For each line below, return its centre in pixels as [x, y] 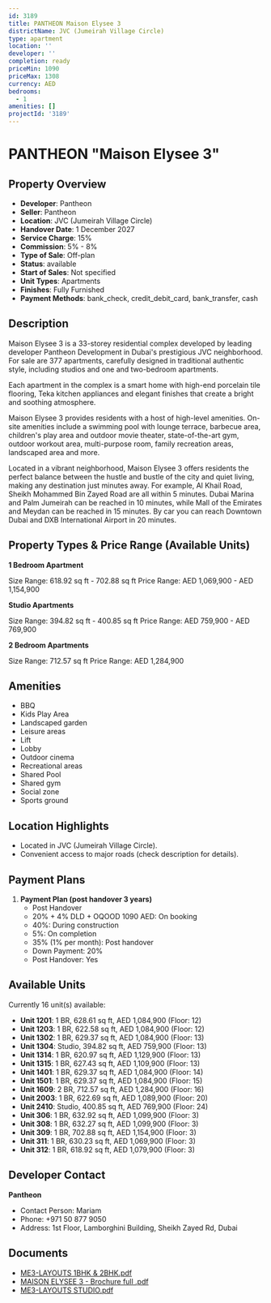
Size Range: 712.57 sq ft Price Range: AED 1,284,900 [96, 660]
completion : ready [39, 62]
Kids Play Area [44, 714]
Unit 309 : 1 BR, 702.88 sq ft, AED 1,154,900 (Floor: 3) [108, 1132]
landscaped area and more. [54, 452]
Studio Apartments [41, 604]
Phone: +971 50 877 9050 [63, 1219]
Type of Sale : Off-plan [57, 255]
